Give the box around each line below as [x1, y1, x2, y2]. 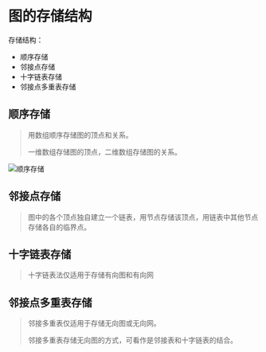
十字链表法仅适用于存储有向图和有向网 [27, 270, 154, 280]
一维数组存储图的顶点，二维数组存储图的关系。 [27, 147, 182, 156]
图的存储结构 [8, 7, 93, 25]
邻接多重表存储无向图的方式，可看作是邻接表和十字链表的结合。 [27, 335, 237, 345]
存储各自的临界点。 [27, 222, 92, 232]
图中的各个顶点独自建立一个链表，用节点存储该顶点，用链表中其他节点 [27, 212, 259, 221]
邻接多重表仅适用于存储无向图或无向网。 [27, 319, 161, 328]
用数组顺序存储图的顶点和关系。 [27, 130, 133, 139]
